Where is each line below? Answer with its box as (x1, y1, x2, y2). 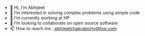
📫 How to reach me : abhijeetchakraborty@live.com (9, 26, 117, 31)
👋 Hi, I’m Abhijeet (9, 5, 46, 10)
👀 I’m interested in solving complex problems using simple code (9, 10, 140, 16)
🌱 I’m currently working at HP (9, 15, 70, 20)
